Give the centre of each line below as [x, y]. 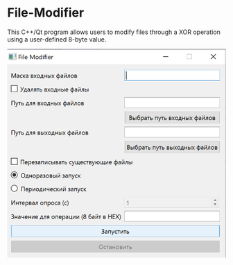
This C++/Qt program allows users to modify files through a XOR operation [114, 32]
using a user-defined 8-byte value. [57, 39]
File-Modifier [46, 13]
